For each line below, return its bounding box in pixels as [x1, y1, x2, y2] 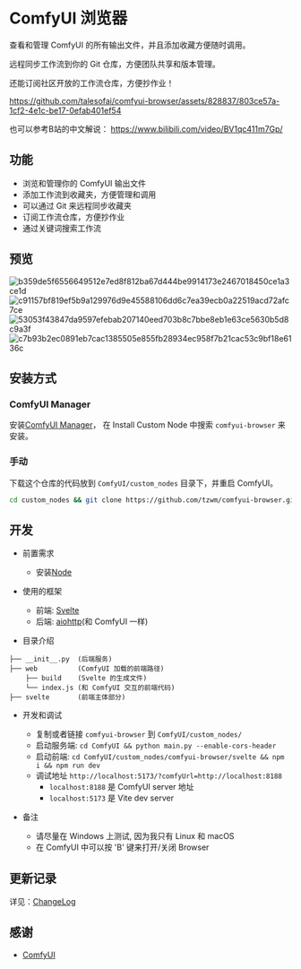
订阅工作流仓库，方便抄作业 [21, 212, 125, 222]
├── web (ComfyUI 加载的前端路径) [9, 664, 165, 673]
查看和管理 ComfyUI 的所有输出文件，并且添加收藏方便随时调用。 [9, 39, 251, 50]
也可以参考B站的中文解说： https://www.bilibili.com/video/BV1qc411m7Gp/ [9, 123, 284, 134]
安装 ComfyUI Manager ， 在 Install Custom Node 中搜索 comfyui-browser [9, 420, 276, 430]
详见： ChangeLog [9, 896, 76, 907]
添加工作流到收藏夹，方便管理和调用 [21, 189, 157, 200]
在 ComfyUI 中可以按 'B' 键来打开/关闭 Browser [35, 842, 210, 852]
